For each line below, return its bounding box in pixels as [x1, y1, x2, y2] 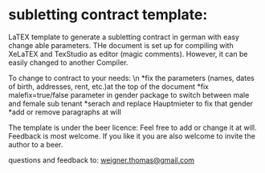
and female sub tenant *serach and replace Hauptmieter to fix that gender [8, 99, 254, 108]
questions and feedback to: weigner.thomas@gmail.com [8, 155, 195, 165]
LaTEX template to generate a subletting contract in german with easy [8, 32, 239, 42]
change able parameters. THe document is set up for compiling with [8, 40, 234, 50]
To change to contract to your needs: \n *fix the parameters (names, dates [8, 73, 255, 82]
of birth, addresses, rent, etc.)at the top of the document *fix [8, 82, 209, 91]
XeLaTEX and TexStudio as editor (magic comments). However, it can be [8, 49, 248, 58]
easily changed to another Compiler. [8, 58, 128, 67]
